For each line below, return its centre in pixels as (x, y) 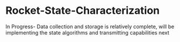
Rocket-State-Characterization (83, 11)
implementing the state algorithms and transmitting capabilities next (87, 32)
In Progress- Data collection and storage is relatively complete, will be (90, 26)
